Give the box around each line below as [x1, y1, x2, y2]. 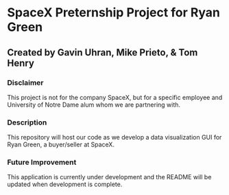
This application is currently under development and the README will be [7, 173, 212, 181]
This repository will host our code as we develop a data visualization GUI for [7, 133, 222, 142]
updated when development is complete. [7, 180, 123, 189]
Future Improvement [7, 157, 77, 167]
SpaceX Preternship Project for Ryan [7, 5, 221, 21]
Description [7, 118, 47, 127]
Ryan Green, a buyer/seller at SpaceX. [7, 140, 115, 148]
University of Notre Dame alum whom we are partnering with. [7, 101, 180, 109]
